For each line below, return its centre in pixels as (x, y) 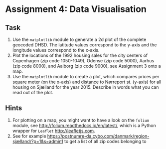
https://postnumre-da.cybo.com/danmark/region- (98, 136)
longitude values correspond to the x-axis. (56, 50)
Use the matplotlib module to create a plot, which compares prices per (86, 76)
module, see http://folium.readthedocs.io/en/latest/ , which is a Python (84, 125)
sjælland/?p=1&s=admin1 (38, 141)
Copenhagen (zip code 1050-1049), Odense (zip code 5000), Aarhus (83, 61)
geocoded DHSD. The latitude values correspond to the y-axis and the (84, 45)
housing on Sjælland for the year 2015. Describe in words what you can (85, 87)
